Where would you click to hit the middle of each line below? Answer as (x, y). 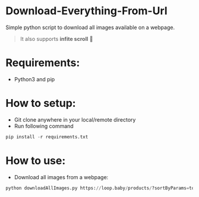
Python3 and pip (34, 79)
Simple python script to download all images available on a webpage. (90, 27)
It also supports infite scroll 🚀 (56, 39)
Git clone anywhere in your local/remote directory (75, 119)
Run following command (44, 126)
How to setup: (41, 104)
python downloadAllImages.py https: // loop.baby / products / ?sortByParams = (97, 188)
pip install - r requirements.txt (47, 137)
